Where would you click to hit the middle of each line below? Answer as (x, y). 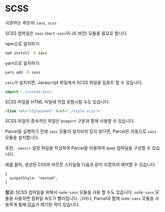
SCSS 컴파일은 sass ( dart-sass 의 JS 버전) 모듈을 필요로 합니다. (67, 33)
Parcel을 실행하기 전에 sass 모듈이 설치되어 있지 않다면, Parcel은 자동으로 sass (81, 131)
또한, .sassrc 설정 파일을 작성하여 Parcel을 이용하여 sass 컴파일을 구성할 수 (78, 148)
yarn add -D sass (23, 72)
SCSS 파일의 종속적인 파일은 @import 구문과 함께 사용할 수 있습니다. (70, 121)
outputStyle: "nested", (34, 178)
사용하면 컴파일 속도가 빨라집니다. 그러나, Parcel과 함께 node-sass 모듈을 (84, 198)
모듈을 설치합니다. (22, 138)
